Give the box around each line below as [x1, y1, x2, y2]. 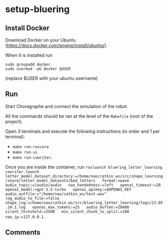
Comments [5, 228, 41, 237]
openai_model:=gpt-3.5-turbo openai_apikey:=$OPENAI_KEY [5, 187, 132, 192]
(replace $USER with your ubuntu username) [5, 75, 98, 81]
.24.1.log [5, 205, 26, 210]
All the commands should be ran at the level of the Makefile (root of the [5, 113, 153, 119]
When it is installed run [5, 52, 53, 58]
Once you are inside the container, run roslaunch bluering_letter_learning [5, 164, 162, 170]
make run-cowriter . [12, 154, 53, 160]
